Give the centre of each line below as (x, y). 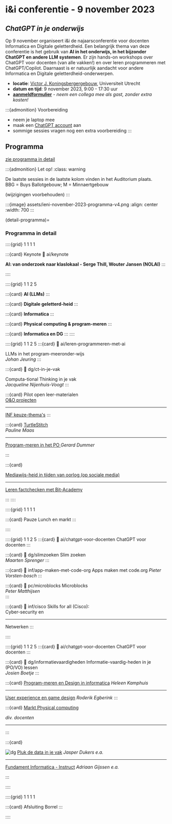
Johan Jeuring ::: (23, 359)
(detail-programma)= (27, 220)
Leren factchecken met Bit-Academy (44, 490)
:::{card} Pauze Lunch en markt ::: (41, 519)
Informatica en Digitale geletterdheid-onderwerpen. (60, 73)
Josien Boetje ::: (22, 673)
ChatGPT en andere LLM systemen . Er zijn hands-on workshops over (79, 57)
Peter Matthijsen (23, 591)
